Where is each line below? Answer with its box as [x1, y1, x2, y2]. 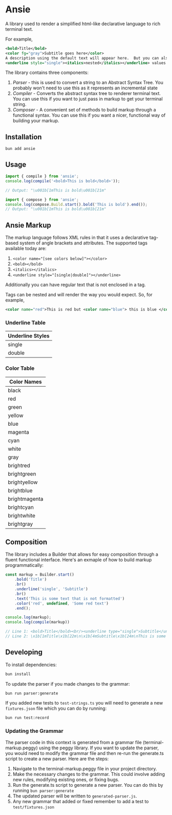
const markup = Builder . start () [5, 572, 74, 577]
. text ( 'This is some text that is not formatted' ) [14, 596, 125, 601]
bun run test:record [5, 715, 50, 721]
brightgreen [8, 470, 36, 477]
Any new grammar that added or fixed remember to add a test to [12, 798, 149, 804]
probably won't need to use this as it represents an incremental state [12, 85, 158, 91]
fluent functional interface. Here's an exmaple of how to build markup [5, 557, 152, 563]
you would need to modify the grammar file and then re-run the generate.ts [5, 750, 164, 756]
